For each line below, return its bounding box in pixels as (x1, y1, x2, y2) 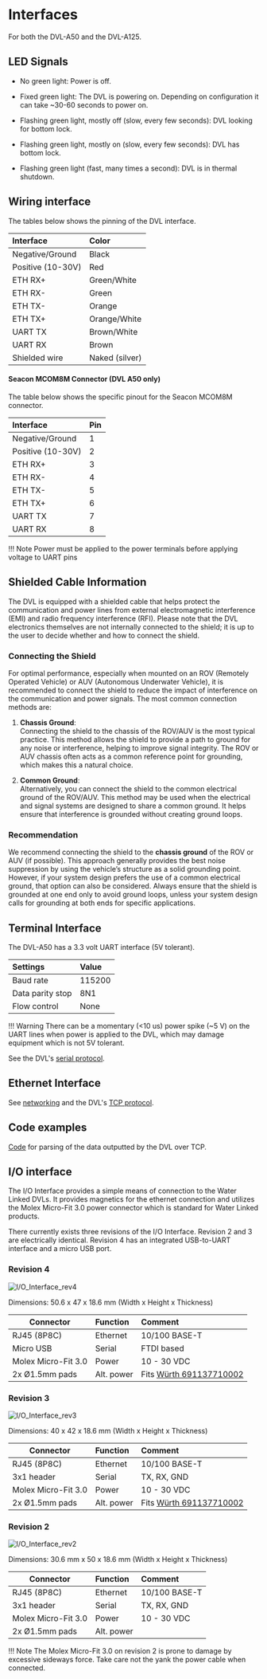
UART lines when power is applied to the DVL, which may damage (8, 1030, 225, 1039)
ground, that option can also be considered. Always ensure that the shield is (8, 881, 257, 891)
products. (8, 1211, 40, 1221)
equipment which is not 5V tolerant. (8, 1038, 125, 1047)
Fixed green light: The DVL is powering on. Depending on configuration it (19, 92, 259, 101)
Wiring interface (8, 195, 91, 209)
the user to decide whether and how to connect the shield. (8, 630, 200, 640)
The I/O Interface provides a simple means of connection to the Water (8, 1186, 237, 1196)
